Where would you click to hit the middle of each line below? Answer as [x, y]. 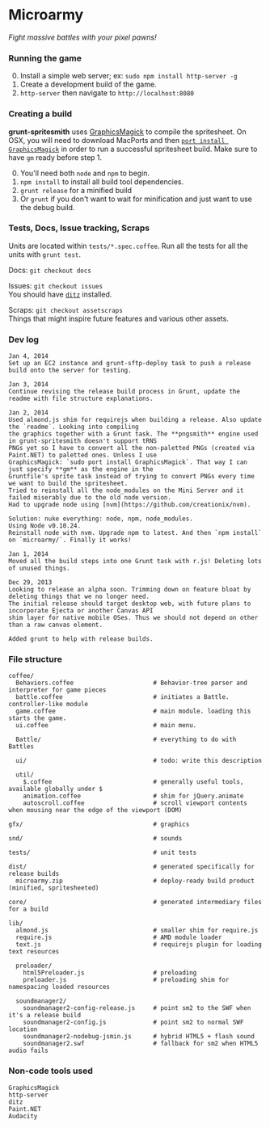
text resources [34, 952]
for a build [28, 909]
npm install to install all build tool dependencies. [102, 181]
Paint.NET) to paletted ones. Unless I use [83, 455]
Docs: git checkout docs [50, 270]
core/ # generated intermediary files [135, 903]
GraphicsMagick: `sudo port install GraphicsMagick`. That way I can [128, 462]
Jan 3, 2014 [28, 385]
